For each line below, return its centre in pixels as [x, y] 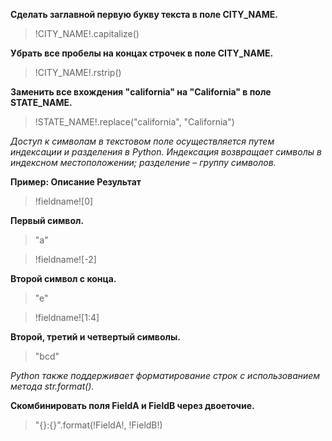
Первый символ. [47, 220]
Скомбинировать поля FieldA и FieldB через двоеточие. [132, 405]
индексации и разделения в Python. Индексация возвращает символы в [166, 152]
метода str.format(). [52, 386]
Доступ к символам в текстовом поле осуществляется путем [142, 141]
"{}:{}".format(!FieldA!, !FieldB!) [98, 425]
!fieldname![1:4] [67, 317]
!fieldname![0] [64, 201]
